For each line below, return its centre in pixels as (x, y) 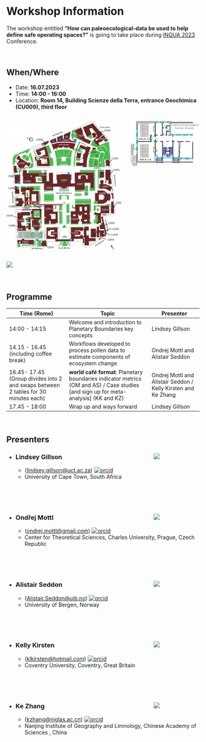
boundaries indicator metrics (105, 378)
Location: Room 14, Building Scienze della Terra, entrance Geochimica (106, 100)
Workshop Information (65, 11)
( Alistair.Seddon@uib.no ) (56, 598)
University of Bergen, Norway (62, 605)
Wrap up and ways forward (103, 407)
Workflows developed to (100, 344)
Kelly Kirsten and (173, 388)
